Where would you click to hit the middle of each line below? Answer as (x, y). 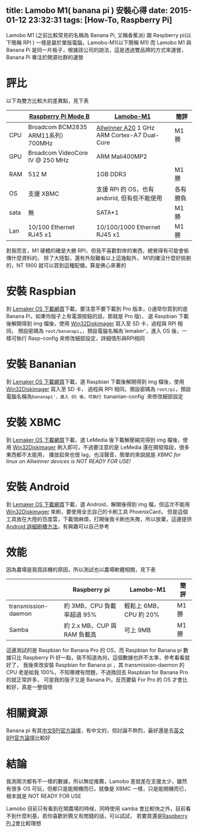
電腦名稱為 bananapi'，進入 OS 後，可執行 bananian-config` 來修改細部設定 (95, 396)
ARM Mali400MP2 (122, 156)
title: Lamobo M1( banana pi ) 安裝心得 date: (87, 11)
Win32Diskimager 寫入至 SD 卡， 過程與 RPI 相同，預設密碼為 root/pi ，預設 (99, 389)
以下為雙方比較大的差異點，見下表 (47, 100)
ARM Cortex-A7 (119, 135)
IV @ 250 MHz (48, 160)
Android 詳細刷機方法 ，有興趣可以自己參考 (58, 526)
